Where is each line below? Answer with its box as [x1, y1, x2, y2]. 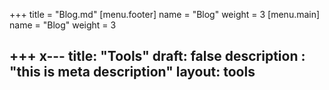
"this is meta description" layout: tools [9, 64, 256, 81]
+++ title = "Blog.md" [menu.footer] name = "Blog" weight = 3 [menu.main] [9, 9, 321, 20]
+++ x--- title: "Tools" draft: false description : [9, 48, 306, 65]
